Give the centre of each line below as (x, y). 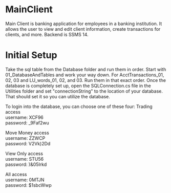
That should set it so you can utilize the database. (58, 96)
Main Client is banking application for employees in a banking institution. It (84, 24)
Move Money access (27, 133)
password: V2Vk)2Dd (28, 143)
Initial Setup (31, 55)
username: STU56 (25, 159)
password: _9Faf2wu (27, 123)
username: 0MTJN (25, 180)
